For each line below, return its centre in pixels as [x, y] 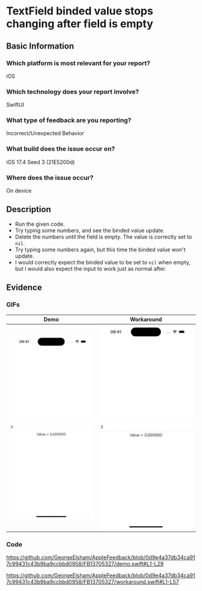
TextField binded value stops [80, 11]
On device [19, 191]
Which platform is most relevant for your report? [78, 63]
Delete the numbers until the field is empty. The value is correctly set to [103, 237]
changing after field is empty [80, 24]
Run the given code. [40, 224]
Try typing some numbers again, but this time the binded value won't [100, 249]
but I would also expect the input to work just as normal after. [90, 268]
